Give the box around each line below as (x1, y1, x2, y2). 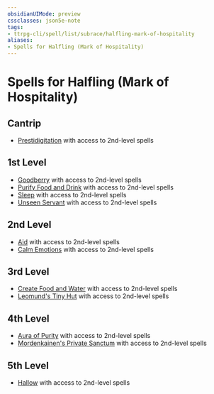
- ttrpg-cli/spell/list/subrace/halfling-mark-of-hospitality (7, 30, 195, 38)
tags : (7, 23, 23, 31)
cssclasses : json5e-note (7, 17, 81, 24)
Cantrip (7, 117, 42, 129)
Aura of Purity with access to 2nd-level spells (17, 332, 151, 340)
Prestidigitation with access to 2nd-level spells (17, 136, 154, 144)
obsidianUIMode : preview (7, 10, 81, 18)
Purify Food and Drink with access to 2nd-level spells (17, 182, 174, 192)
